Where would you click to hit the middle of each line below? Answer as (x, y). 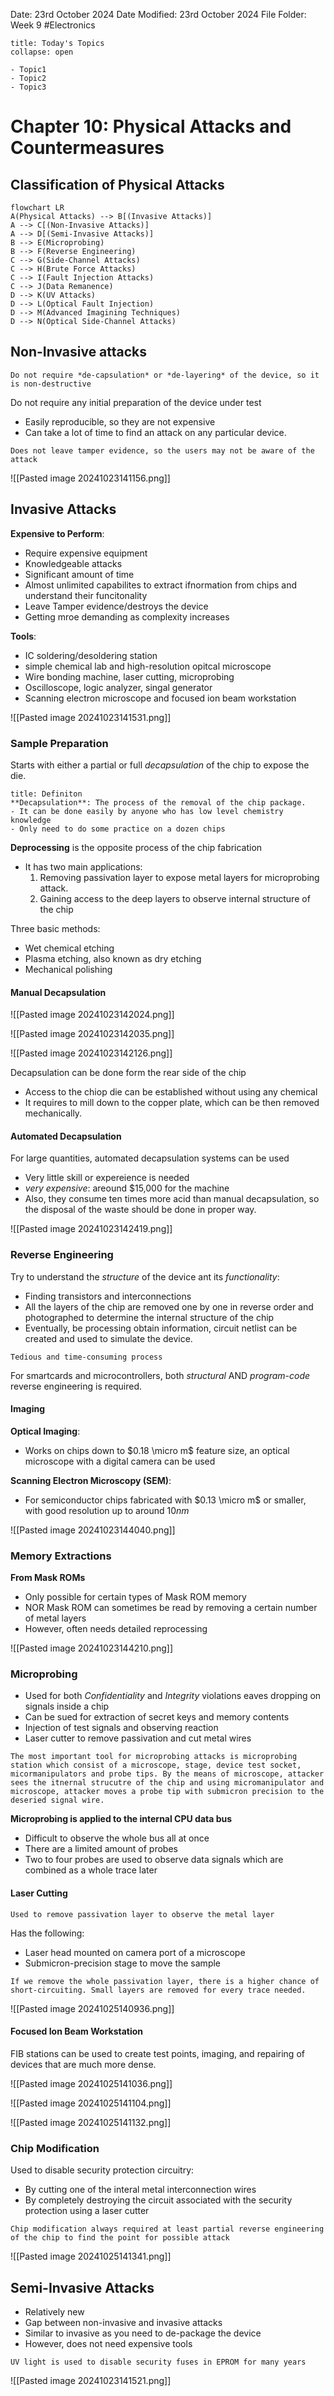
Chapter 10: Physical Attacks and (151, 126)
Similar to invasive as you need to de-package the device (143, 2333)
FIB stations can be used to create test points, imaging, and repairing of (157, 2053)
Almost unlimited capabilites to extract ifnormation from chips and (161, 585)
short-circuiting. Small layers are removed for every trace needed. (158, 1990)
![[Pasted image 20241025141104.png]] (91, 2103)
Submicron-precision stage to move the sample (123, 1963)
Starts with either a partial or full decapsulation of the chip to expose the (160, 765)
